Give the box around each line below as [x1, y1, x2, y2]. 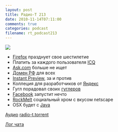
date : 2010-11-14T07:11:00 [5, 17, 62, 22]
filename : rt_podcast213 [5, 31, 57, 36]
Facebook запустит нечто [12, 91, 67, 97]
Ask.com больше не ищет [12, 65, 67, 70]
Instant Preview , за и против [12, 75, 72, 81]
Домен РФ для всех [12, 70, 55, 76]
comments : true [5, 21, 37, 27]
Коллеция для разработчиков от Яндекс [12, 81, 99, 86]
